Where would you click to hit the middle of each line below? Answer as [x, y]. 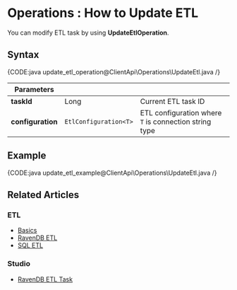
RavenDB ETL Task [45, 279]
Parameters [34, 89]
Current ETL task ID [172, 101]
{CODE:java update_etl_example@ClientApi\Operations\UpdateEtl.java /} [112, 173]
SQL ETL [30, 245]
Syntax [23, 55]
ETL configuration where [181, 112]
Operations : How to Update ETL [103, 13]
